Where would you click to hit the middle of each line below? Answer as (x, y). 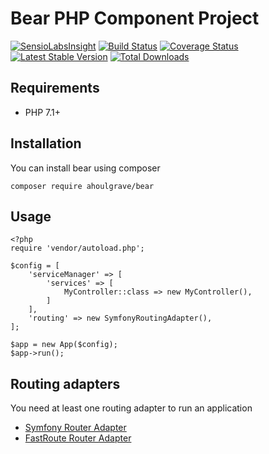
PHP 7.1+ (42, 112)
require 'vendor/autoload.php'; (77, 248)
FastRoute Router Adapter (78, 438)
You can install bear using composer (85, 168)
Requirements (55, 88)
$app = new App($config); (64, 345)
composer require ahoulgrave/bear (82, 186)
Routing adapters (65, 383)
